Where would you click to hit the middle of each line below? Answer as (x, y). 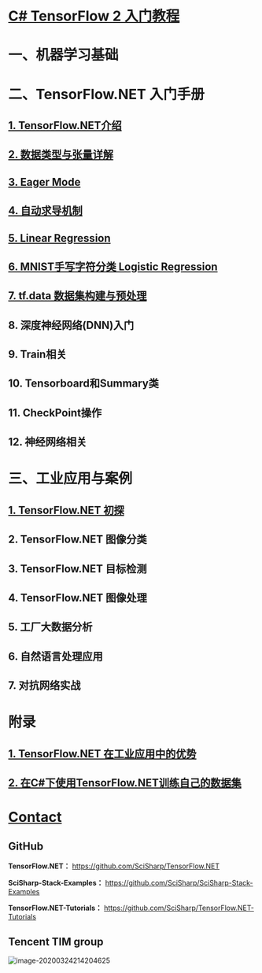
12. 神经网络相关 (48, 442)
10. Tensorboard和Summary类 (84, 384)
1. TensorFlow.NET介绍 (65, 126)
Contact (35, 818)
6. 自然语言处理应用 (56, 656)
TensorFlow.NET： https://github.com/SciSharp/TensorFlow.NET (114, 866)
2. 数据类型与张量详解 (61, 155)
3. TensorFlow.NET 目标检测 (77, 569)
